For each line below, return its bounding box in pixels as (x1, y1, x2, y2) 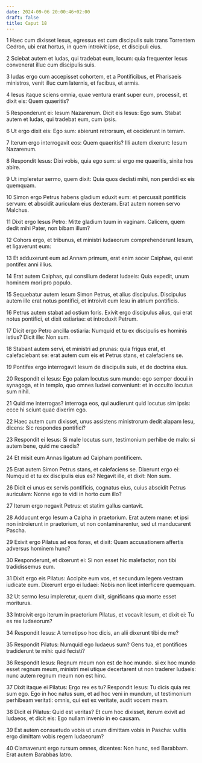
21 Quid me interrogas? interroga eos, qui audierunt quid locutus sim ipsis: (6, 400, 191, 407)
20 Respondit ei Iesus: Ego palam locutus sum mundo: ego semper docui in (6, 375, 194, 382)
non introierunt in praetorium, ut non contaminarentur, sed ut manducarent (6, 520, 191, 528)
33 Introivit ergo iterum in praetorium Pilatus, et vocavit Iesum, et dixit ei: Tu (6, 611, 194, 618)
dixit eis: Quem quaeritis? (6, 97, 69, 105)
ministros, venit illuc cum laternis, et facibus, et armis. (6, 79, 140, 87)
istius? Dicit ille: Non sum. (6, 333, 71, 341)
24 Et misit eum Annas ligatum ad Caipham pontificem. (6, 454, 143, 462)
